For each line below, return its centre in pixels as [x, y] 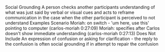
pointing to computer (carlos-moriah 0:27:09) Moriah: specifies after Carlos [82, 28]
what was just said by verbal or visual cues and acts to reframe [70, 12]
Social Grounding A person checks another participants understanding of [80, 7]
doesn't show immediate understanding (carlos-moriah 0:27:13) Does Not [81, 33]
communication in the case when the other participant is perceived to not [80, 18]
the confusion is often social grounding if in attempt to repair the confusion [82, 44]
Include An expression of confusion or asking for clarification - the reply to [82, 39]
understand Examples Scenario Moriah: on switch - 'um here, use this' [77, 23]
